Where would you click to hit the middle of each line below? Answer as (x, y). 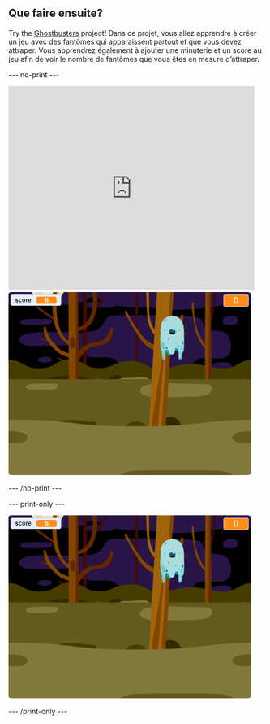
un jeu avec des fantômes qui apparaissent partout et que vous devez (125, 41)
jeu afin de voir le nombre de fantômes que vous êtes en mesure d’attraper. (134, 59)
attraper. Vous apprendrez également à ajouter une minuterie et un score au (135, 50)
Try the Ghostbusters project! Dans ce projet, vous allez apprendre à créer (133, 33)
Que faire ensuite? (56, 13)
